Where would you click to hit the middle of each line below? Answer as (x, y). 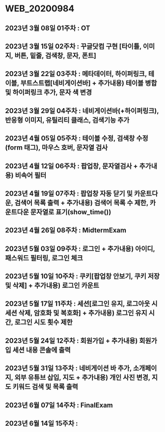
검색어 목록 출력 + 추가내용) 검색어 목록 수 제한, (82, 203)
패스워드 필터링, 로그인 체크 (44, 258)
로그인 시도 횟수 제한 (43, 322)
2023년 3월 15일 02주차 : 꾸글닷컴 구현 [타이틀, (73, 46)
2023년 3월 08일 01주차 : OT (48, 28)
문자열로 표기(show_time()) (71, 212)
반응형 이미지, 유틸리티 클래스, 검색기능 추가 (67, 120)
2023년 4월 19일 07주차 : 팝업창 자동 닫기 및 (69, 193)
